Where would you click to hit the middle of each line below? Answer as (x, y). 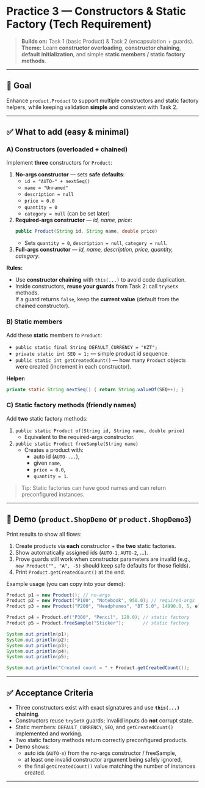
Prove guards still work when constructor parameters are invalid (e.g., (103, 559)
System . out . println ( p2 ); (38, 640)
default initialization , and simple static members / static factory (103, 54)
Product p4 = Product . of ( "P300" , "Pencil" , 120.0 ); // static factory (98, 617)
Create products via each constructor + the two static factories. (95, 546)
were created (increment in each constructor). (73, 366)
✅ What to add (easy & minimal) (68, 132)
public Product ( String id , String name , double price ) (86, 231)
